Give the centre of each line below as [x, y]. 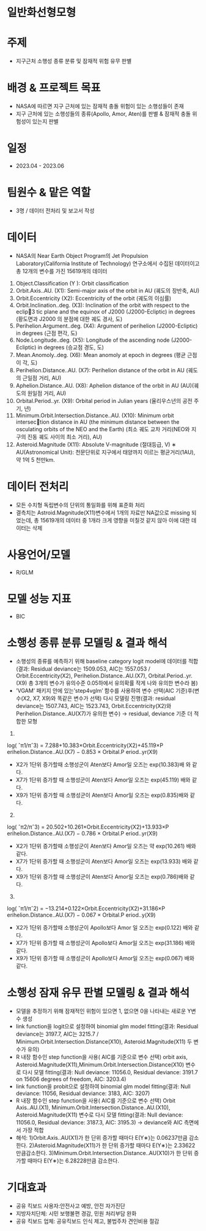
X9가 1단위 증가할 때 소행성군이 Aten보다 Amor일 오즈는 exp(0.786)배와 [102, 876]
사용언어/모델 [39, 555]
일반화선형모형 [42, 13]
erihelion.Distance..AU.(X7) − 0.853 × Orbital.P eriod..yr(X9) [83, 751]
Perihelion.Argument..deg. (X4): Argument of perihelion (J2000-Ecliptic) [107, 326]
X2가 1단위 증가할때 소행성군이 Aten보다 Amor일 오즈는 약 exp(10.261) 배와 [106, 846]
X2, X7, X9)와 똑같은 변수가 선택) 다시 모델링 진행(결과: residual [99, 698]
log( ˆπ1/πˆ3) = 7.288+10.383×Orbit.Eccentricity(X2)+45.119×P [85, 745]
